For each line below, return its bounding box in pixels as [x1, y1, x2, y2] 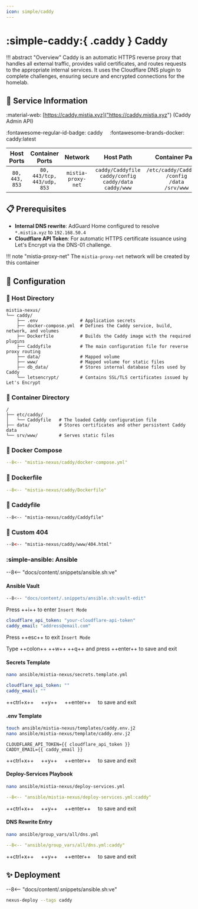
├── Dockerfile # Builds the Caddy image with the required [16, 333, 192, 339]
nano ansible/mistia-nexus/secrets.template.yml [6, 672, 128, 678]
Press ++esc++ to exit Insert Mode [6, 634, 91, 641]
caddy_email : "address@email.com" [6, 623, 91, 629]
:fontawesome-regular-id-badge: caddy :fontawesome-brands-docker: [6, 129, 184, 136]
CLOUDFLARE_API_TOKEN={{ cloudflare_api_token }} [6, 741, 131, 747]
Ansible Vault [6, 582, 40, 589]
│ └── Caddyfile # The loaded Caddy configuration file [6, 417, 157, 423]
